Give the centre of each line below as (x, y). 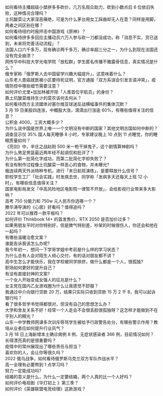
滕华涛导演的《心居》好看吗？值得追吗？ (45, 207)
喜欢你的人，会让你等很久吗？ (35, 352)
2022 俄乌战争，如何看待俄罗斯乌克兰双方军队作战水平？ (62, 358)
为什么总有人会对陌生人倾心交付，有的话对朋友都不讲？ (60, 255)
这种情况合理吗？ (30, 13)
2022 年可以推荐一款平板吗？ (34, 213)
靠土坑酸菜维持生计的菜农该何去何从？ (43, 98)
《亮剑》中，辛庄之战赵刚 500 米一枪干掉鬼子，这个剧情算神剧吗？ (72, 146)
